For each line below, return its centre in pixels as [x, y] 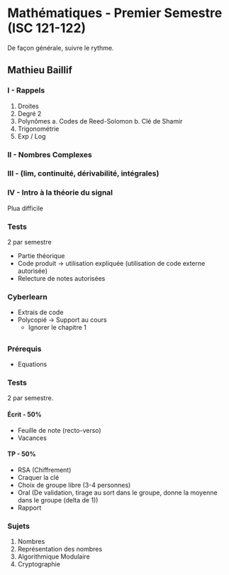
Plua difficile [26, 208]
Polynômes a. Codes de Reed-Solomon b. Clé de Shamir [100, 121]
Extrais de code [40, 312]
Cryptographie [39, 564]
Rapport [29, 507]
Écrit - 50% [24, 414]
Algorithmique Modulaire [54, 557]
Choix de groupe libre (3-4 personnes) [74, 485]
